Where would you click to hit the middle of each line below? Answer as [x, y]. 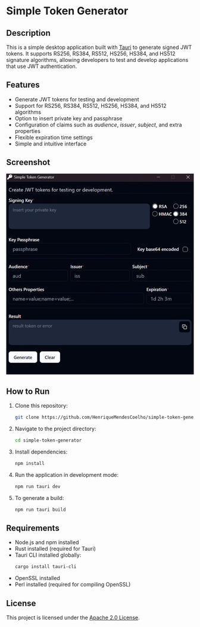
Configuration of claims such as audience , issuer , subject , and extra [99, 125]
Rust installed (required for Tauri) [55, 549]
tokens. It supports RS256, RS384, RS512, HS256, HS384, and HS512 [91, 54]
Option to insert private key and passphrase [68, 118]
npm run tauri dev [37, 486]
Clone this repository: [41, 406]
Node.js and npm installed [47, 542]
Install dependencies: [41, 452]
